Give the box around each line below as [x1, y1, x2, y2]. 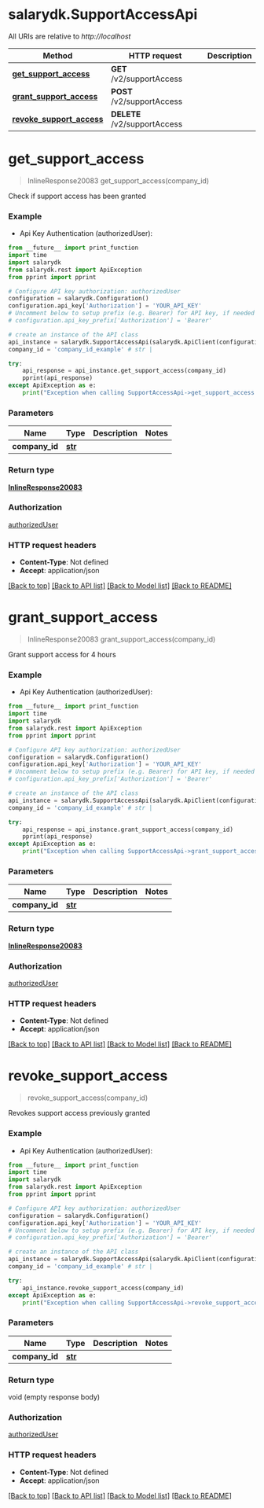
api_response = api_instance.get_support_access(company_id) [22, 367, 226, 375]
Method [42, 50, 73, 61]
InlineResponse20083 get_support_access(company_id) [27, 175, 210, 186]
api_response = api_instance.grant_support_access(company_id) [22, 826, 234, 833]
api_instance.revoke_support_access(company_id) [22, 1284, 185, 1292]
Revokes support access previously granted [8, 1109, 151, 1118]
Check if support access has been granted [8, 191, 147, 200]
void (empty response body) [8, 1392, 101, 1401]
